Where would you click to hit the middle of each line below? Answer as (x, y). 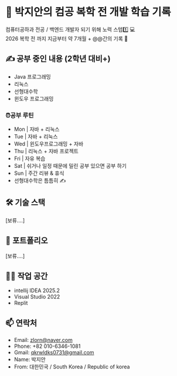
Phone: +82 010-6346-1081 (47, 346)
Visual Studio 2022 (37, 297)
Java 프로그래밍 (32, 76)
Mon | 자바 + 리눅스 (37, 129)
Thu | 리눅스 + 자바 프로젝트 (46, 151)
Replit (21, 303)
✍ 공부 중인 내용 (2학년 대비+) (58, 59)
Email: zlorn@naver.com (43, 340)
